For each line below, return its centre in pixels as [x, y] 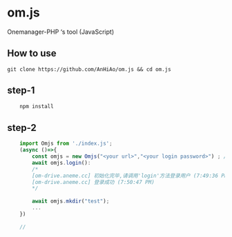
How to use [32, 53]
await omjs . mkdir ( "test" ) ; [71, 201]
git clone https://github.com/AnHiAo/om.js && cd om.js [89, 69]
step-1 [21, 91]
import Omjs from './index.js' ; [66, 144]
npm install [37, 106]
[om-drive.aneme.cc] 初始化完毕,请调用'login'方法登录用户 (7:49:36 [125, 176]
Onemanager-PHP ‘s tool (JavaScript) [61, 32]
